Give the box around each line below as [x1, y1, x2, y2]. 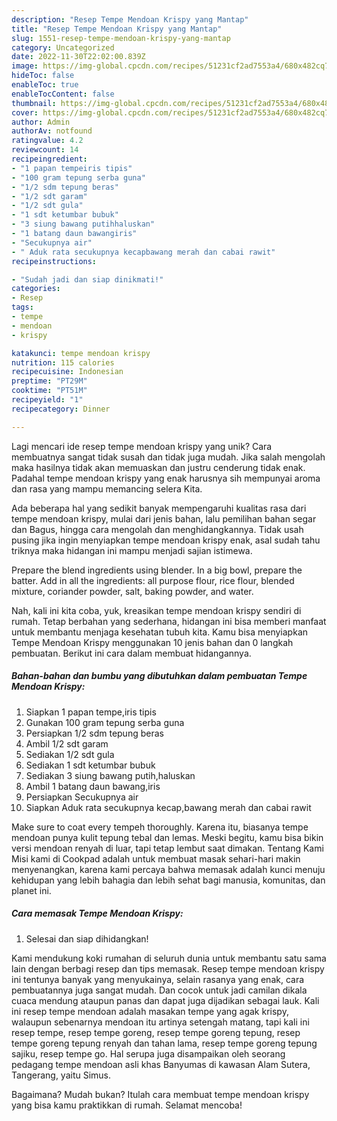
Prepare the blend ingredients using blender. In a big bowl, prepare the [11, 564, 303, 576]
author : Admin [11, 117, 71, 127]
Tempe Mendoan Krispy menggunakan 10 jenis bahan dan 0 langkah [11, 636, 294, 648]
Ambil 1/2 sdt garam [25, 737, 109, 750]
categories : [11, 284, 61, 294]
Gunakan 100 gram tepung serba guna [25, 716, 185, 728]
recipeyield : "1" [11, 395, 84, 405]
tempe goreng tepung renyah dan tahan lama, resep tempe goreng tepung [11, 1037, 318, 1049]
